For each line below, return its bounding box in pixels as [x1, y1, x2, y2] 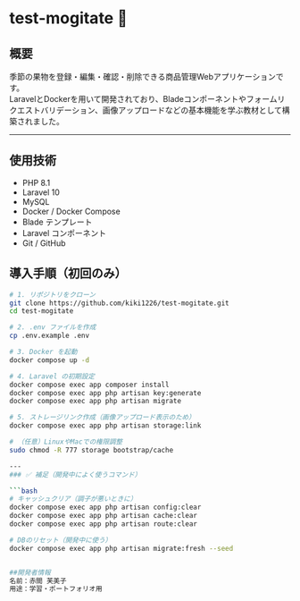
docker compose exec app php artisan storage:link [9, 421, 202, 430]
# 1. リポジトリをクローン [9, 290, 96, 299]
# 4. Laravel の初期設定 [9, 371, 96, 381]
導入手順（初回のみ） [9, 266, 127, 281]
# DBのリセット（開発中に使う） [9, 536, 112, 545]
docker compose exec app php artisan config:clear [9, 503, 202, 512]
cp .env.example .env [9, 331, 90, 341]
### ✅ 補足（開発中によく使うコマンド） [9, 470, 142, 479]
